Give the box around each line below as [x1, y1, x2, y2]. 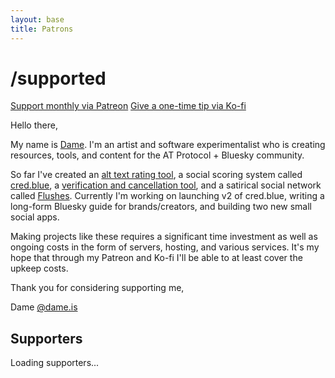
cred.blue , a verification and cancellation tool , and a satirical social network [10, 179, 322, 191]
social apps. [10, 211, 60, 223]
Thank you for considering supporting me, [10, 282, 185, 294]
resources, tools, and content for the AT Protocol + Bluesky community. [10, 149, 305, 161]
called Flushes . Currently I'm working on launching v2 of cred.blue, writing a [10, 190, 325, 202]
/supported [10, 67, 107, 90]
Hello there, [10, 119, 58, 131]
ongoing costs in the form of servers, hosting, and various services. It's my [10, 241, 320, 253]
